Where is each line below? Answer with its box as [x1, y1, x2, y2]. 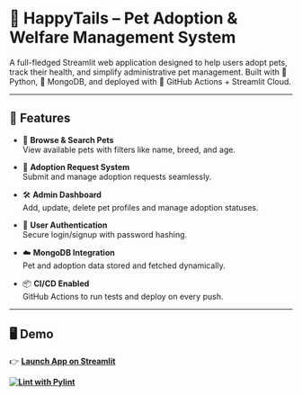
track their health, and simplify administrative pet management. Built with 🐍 [9, 67, 288, 77]
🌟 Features [9, 111, 71, 126]
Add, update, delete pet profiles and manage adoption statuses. [22, 202, 259, 212]
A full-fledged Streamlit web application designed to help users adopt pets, [9, 57, 288, 67]
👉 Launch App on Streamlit [9, 355, 116, 366]
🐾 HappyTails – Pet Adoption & [9, 8, 238, 29]
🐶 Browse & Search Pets [22, 134, 114, 145]
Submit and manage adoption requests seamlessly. [22, 171, 212, 182]
